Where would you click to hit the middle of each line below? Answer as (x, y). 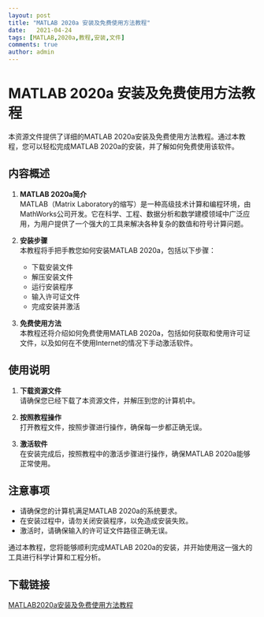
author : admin (32, 52)
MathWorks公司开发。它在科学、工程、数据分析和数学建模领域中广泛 (131, 214)
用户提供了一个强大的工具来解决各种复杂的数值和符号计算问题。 (144, 223)
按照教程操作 (40, 417)
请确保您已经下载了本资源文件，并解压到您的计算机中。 (109, 400)
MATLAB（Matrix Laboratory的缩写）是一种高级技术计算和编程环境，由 (135, 204)
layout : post (30, 15)
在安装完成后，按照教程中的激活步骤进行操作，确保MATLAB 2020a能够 (135, 453)
